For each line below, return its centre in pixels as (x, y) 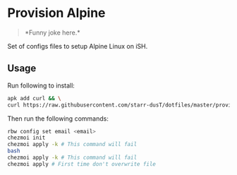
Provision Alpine (56, 13)
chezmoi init (26, 138)
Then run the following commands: (58, 119)
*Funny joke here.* (52, 32)
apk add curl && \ (34, 98)
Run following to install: (41, 85)
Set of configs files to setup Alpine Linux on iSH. (78, 46)
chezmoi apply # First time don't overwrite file (82, 164)
